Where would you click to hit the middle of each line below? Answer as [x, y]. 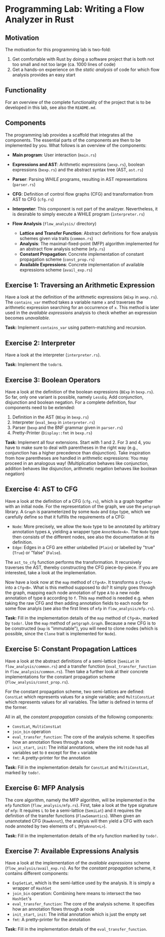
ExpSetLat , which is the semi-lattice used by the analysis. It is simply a [83, 883]
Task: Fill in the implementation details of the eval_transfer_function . [76, 929]
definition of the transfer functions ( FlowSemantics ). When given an [73, 816]
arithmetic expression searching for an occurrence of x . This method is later [82, 308]
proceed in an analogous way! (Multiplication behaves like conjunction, [77, 463]
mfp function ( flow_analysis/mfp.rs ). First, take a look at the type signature [81, 805]
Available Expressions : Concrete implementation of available [82, 264]
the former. [16, 707]
